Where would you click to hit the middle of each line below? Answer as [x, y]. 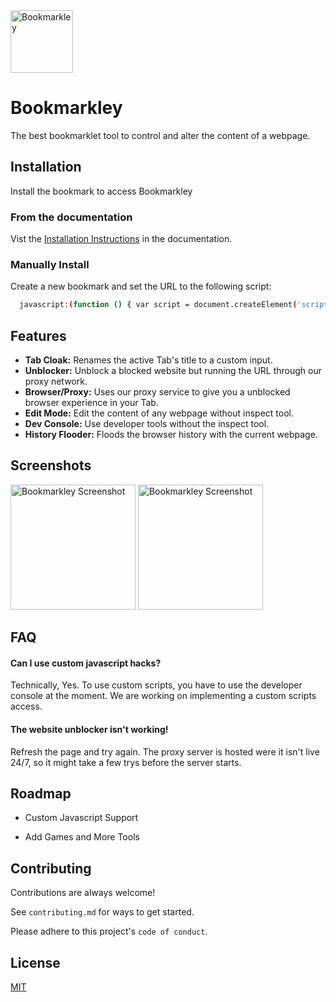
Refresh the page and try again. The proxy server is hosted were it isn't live [165, 751]
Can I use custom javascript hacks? [86, 663]
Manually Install [50, 264]
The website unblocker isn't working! [89, 730]
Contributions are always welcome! [83, 893]
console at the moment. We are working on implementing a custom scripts [163, 696]
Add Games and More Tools [82, 837]
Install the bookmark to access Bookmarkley [101, 191]
